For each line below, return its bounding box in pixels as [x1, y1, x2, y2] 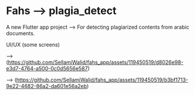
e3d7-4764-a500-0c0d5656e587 [6, 65, 88, 72]
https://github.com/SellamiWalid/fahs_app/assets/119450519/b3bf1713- [16, 76, 189, 83]
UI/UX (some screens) [6, 41, 60, 48]
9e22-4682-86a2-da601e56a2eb [6, 82, 87, 89]
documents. [6, 29, 35, 36]
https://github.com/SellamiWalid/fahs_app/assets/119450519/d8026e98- [8, 59, 184, 66]
